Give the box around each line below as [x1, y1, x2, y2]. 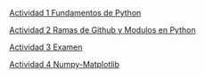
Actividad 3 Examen [9, 42, 83, 52]
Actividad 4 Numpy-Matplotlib [9, 59, 120, 69]
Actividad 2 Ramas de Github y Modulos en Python [9, 25, 196, 35]
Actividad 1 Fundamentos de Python [9, 8, 142, 18]
